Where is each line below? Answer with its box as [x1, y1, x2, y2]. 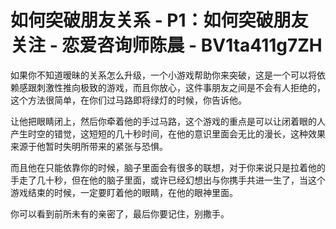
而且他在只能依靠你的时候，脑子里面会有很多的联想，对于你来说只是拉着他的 [10, 161, 326, 173]
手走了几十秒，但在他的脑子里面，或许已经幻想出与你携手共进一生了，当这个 [10, 174, 326, 186]
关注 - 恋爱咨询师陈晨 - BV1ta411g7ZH [10, 34, 323, 57]
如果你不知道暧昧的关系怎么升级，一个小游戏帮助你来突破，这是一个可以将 [10, 69, 317, 81]
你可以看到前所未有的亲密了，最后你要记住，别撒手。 [10, 207, 230, 220]
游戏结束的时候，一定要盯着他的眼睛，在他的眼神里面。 [10, 186, 238, 198]
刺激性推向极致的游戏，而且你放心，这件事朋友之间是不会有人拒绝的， [36, 81, 326, 93]
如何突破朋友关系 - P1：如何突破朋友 [10, 9, 309, 32]
